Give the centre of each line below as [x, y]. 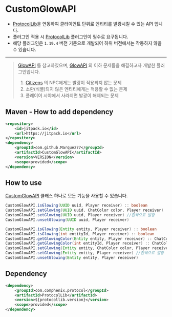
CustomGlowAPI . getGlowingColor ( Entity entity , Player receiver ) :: [79, 239]
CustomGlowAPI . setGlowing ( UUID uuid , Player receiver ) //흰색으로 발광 [80, 215]
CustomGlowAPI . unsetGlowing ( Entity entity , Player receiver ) [72, 258]
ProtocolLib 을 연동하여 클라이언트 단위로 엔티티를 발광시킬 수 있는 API [83, 24]
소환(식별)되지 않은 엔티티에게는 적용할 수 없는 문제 [76, 89]
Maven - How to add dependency [59, 112]
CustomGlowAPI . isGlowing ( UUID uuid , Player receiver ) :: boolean [76, 206]
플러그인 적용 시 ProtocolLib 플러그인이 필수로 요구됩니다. [70, 36]
